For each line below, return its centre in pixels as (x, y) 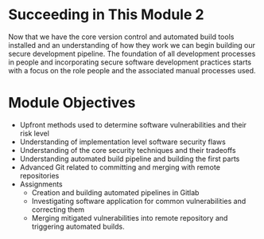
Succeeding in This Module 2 (106, 15)
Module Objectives (72, 103)
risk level (35, 133)
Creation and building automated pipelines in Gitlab (115, 192)
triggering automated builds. (78, 226)
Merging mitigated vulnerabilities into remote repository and (130, 217)
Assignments (41, 184)
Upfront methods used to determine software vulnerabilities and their (133, 124)
